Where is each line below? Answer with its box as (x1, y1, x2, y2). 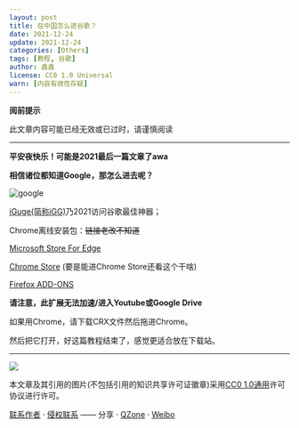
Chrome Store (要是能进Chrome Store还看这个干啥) (9, 261, 198, 271)
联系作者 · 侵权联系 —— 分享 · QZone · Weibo (9, 408, 175, 419)
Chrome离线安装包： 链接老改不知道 (9, 224, 141, 236)
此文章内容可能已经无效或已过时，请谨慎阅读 (9, 124, 174, 134)
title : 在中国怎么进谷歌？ (9, 21, 98, 30)
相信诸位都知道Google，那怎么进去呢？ (9, 170, 154, 181)
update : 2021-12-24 (9, 37, 82, 47)
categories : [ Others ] (9, 46, 90, 55)
